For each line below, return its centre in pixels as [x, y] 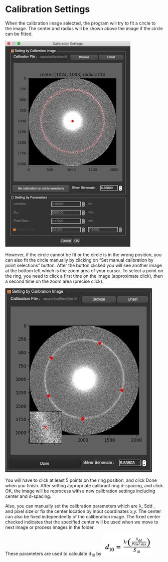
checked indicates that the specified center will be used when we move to [82, 522]
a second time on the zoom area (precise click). [54, 281]
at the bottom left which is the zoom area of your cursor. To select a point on [84, 270]
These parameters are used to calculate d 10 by [53, 554]
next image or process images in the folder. [50, 527]
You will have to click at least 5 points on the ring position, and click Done [81, 480]
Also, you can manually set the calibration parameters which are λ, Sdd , [80, 506]
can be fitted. [19, 34]
